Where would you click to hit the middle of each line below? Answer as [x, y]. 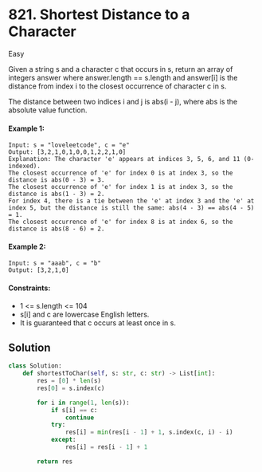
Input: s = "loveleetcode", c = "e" [69, 145]
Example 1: [27, 128]
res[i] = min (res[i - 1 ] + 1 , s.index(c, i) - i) [149, 432]
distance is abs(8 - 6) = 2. [57, 229]
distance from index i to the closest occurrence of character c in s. [117, 86]
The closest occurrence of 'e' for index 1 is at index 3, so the [121, 187]
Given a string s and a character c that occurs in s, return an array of [121, 69]
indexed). [25, 166]
